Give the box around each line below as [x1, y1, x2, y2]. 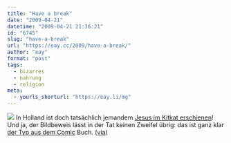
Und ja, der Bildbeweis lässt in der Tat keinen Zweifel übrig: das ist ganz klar [7, 121, 225, 128]
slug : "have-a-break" [7, 36, 70, 43]
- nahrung [13, 74, 41, 82]
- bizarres [13, 68, 45, 75]
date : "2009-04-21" [7, 17, 64, 23]
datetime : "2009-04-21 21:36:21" [7, 23, 104, 30]
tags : [7, 61, 23, 68]
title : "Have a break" [7, 10, 73, 17]
